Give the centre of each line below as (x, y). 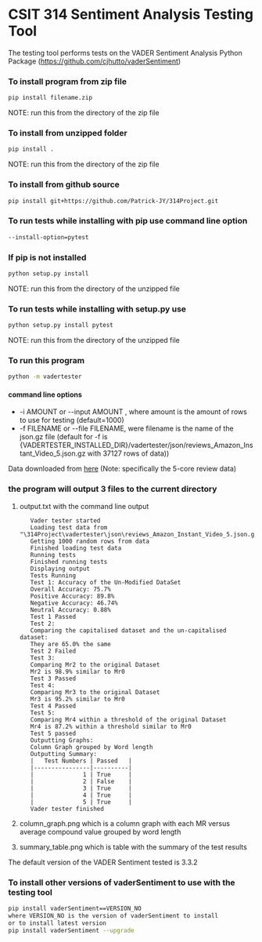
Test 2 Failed (53, 651)
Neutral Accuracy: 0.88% (70, 609)
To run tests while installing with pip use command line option (128, 221)
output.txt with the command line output (84, 506)
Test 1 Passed (53, 616)
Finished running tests (69, 562)
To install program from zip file (68, 82)
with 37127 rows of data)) (128, 453)
